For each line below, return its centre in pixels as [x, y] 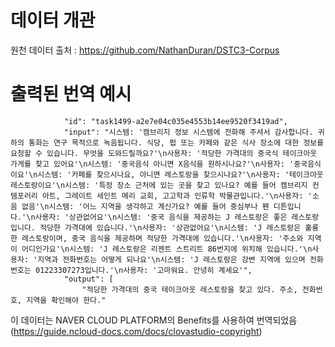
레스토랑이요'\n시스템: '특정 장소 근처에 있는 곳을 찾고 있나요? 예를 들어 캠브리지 [159, 185]
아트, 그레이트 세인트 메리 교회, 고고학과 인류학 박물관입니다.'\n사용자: [172, 196]
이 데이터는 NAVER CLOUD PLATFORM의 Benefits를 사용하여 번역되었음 [154, 320]
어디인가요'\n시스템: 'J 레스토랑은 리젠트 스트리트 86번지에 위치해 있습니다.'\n [167, 249]
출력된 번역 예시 [71, 94]
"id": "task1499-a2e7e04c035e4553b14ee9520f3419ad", [175, 121]
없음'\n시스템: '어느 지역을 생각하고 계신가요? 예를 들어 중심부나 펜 [145, 206]
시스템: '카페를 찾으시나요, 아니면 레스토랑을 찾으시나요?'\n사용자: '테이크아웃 [180, 174]
